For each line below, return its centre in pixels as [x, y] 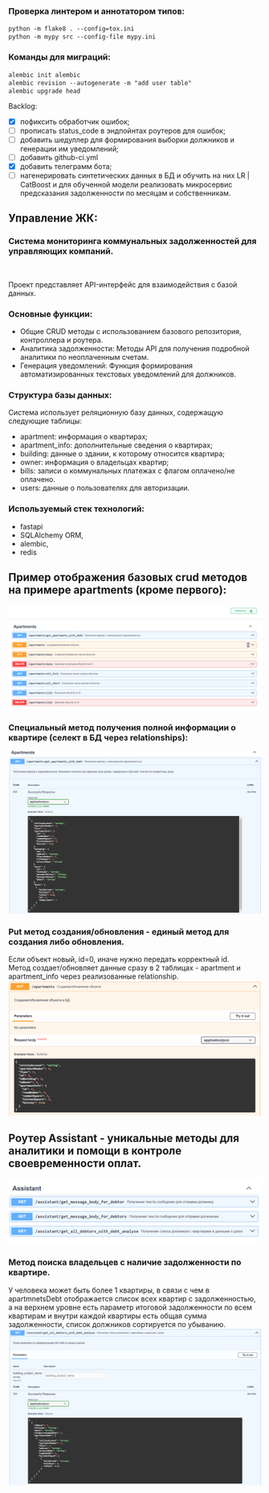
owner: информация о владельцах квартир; [94, 462]
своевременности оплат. [75, 1163]
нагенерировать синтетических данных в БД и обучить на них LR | [135, 175]
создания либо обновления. [66, 942]
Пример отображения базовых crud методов [128, 577]
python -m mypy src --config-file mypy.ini [82, 37]
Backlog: [23, 105]
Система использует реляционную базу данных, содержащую [116, 413]
